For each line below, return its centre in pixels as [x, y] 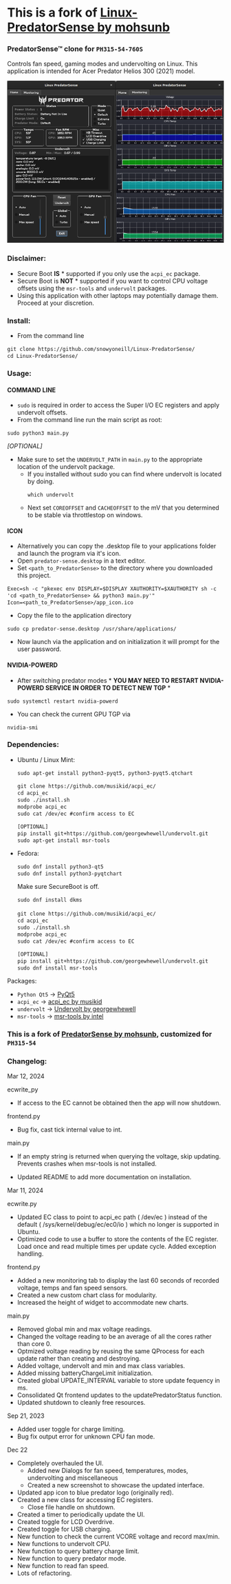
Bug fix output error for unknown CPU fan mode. [86, 1436]
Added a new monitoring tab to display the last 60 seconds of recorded [118, 1281]
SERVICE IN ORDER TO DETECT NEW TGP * [108, 688]
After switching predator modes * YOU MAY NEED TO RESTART [108, 680]
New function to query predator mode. [71, 1558]
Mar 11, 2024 [25, 1190]
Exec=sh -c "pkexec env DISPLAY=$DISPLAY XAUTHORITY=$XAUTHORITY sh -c [112, 589]
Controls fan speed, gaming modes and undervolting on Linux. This [102, 64]
